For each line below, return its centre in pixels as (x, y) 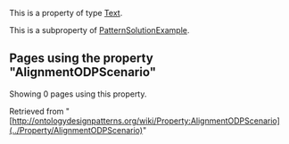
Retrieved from (37, 111)
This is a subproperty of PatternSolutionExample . (99, 30)
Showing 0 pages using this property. (78, 94)
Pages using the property (81, 59)
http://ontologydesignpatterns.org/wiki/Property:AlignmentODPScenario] (146, 121)
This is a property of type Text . (66, 13)
